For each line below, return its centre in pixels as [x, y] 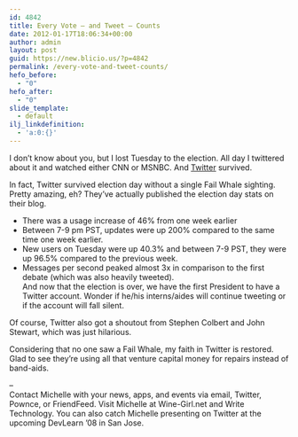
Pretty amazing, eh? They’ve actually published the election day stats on [141, 194]
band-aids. [29, 368]
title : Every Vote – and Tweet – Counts [85, 26]
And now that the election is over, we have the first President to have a [151, 286]
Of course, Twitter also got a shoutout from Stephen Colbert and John [137, 322]
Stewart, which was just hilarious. [71, 332]
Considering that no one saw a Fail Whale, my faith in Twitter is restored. [141, 349]
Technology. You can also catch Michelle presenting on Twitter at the [135, 413]
